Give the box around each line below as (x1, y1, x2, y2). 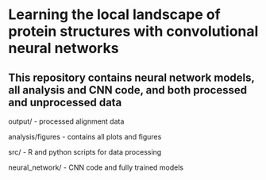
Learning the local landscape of (8, 6, 221, 24)
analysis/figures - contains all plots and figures (8, 132, 162, 141)
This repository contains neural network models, (8, 71, 255, 84)
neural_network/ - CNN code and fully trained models (8, 163, 184, 172)
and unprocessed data (8, 95, 122, 109)
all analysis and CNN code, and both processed (8, 83, 248, 97)
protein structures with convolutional (8, 22, 259, 40)
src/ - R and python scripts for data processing (8, 147, 162, 156)
